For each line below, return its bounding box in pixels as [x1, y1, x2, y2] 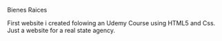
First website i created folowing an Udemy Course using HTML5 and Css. [7, 19, 216, 27]
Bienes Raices [7, 6, 48, 14]
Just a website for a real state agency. [7, 27, 116, 34]
